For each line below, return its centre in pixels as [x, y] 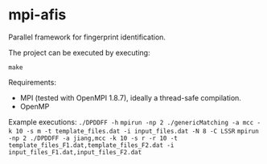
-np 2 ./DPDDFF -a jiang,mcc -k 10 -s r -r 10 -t [93, 138]
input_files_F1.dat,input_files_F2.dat [75, 152]
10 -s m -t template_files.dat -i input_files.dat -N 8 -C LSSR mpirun [137, 131]
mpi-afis [37, 15]
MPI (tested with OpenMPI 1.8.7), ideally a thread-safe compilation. [130, 97]
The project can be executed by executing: [79, 52]
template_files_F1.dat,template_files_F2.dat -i [91, 145]
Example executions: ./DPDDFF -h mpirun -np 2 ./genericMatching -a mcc [131, 121]
